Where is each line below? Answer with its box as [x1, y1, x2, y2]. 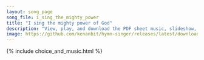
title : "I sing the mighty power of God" [6, 20, 113, 26]
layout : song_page [6, 8, 53, 15]
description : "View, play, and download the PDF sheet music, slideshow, [6, 25, 197, 32]
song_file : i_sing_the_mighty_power [6, 14, 99, 20]
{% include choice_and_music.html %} [6, 47, 103, 55]
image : [6, 31, 23, 37]
